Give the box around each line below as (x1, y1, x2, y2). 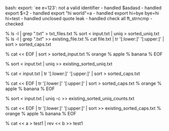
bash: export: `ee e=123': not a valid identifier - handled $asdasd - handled (5, 5, 162, 11)
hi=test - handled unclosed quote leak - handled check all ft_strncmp (5, 16, 149, 21)
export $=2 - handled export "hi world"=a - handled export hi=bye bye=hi (5, 10, 159, 16)
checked (5, 21, 24, 27)
